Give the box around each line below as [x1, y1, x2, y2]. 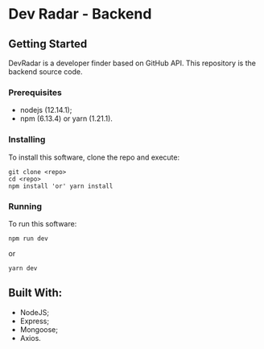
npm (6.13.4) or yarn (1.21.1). [19, 114, 113, 123]
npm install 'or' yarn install [8, 182, 113, 190]
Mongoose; [19, 324, 59, 334]
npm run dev [8, 235, 48, 243]
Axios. [19, 333, 42, 343]
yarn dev [8, 264, 38, 272]
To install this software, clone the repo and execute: [8, 152, 180, 162]
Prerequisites [8, 86, 62, 98]
